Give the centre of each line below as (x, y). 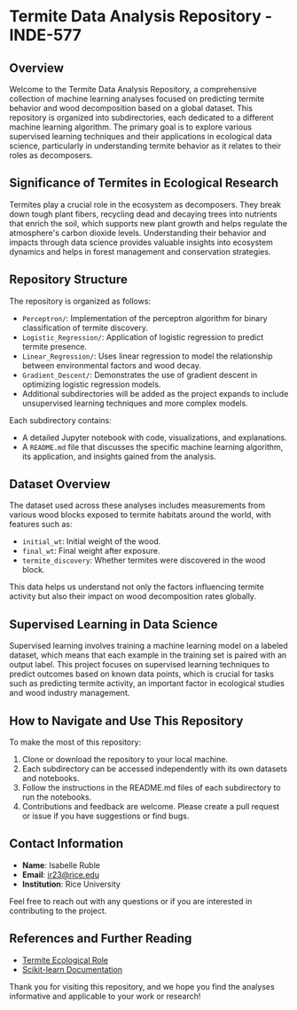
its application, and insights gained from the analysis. (119, 456)
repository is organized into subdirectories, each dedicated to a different (141, 118)
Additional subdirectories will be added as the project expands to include (155, 393)
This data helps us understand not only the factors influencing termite (137, 587)
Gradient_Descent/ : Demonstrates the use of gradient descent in (140, 375)
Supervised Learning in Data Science (114, 624)
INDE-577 (46, 35)
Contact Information (66, 844)
